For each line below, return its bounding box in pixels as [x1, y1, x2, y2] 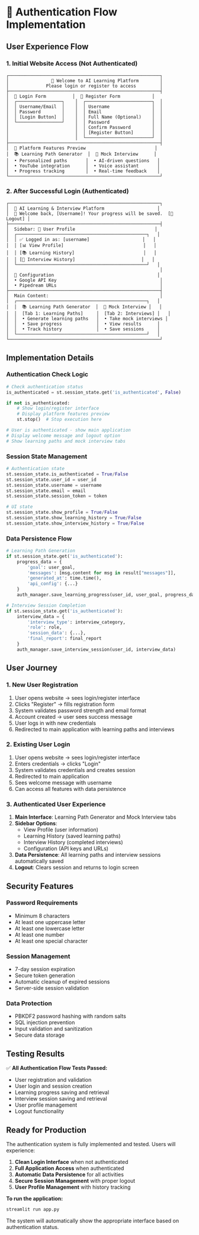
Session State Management [6, 452, 88, 461]
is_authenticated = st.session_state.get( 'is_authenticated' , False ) [6, 389, 182, 395]
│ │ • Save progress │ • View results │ [6, 321, 161, 327]
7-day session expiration [14, 966, 75, 973]
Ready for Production [6, 1125, 87, 1135]
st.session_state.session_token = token [6, 493, 108, 499]
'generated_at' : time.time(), [27, 575, 102, 581]
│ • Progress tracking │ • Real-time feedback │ [6, 168, 161, 174]
